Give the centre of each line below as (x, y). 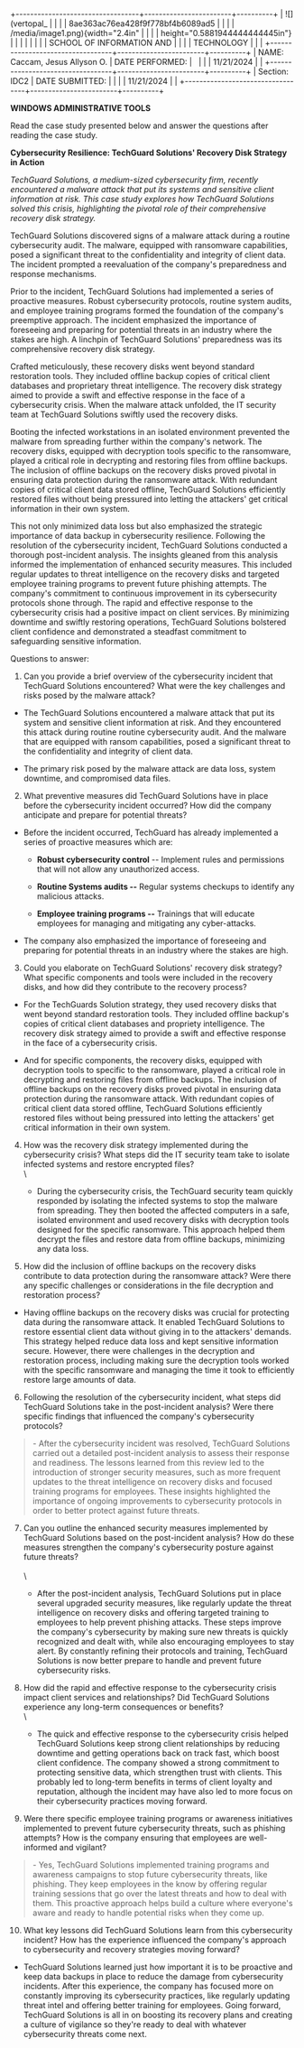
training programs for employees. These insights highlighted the (152, 1491)
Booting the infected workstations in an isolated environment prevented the (150, 432)
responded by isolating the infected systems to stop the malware (157, 1201)
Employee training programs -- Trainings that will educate (146, 913)
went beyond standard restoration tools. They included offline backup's (156, 1014)
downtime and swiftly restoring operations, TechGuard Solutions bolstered (148, 622)
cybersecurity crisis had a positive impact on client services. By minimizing (150, 612)
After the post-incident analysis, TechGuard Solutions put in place (159, 1594)
